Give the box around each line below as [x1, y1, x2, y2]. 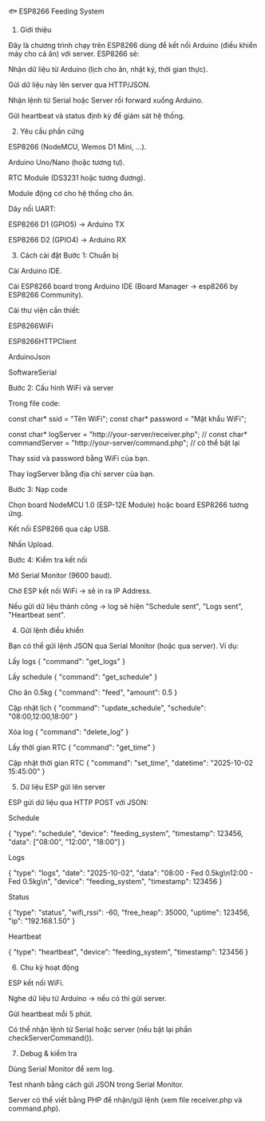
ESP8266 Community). [8, 290, 84, 299]
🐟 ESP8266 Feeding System [8, 6, 105, 16]
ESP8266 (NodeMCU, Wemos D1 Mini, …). [8, 142, 147, 151]
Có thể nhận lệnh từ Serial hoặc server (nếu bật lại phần [8, 1025, 192, 1034]
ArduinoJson [8, 352, 50, 362]
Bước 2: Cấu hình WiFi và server [8, 383, 114, 392]
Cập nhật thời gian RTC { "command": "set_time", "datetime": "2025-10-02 [8, 759, 254, 767]
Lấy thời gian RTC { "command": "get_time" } [8, 743, 156, 752]
